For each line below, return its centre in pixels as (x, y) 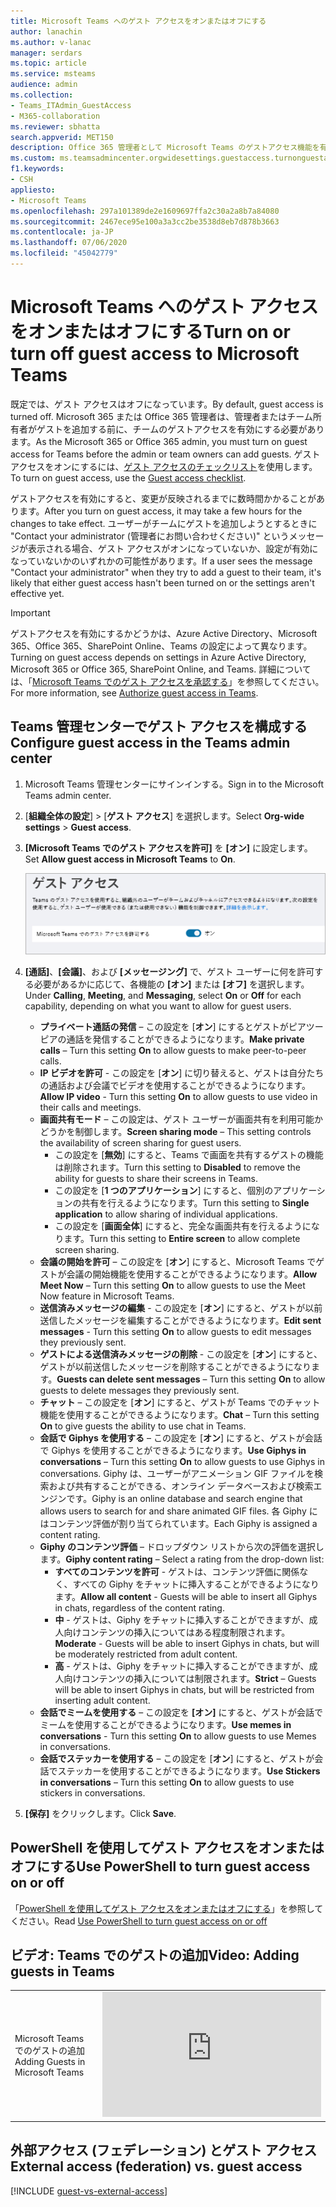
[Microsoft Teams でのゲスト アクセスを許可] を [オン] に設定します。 (168, 847)
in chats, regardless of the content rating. (139, 1607)
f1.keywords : (37, 169)
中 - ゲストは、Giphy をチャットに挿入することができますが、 (182, 1619)
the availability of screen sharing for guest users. (140, 1142)
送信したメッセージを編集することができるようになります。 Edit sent (180, 1320)
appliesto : (33, 190)
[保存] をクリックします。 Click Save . (100, 1813)
